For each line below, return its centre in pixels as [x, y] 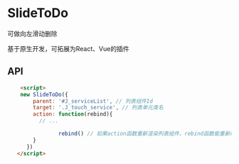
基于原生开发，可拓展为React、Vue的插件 [68, 48]
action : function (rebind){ [73, 114]
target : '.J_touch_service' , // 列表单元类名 [98, 108]
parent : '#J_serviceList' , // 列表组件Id [93, 101]
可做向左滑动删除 [32, 33]
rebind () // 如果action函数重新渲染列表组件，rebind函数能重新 [144, 133]
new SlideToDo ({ [44, 94]
